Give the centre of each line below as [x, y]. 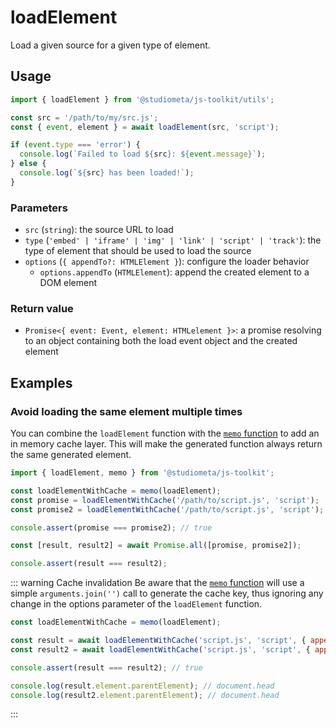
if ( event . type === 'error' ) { [75, 145]
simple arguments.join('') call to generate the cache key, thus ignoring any [167, 593]
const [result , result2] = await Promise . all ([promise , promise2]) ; [156, 546]
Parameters [39, 208]
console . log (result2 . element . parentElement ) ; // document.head [145, 695]
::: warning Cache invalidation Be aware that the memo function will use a [157, 583]
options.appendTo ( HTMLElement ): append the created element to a [174, 272]
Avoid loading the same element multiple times [126, 411]
